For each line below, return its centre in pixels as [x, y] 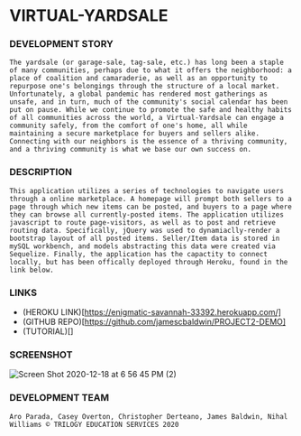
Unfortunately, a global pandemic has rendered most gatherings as [139, 94]
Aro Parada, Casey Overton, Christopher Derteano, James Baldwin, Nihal [149, 416]
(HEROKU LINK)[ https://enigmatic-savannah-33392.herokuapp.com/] [152, 312]
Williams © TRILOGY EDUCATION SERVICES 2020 [94, 424]
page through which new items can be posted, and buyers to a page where [151, 207]
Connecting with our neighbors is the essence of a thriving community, [149, 142]
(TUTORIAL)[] [48, 331]
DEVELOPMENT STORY [62, 44]
